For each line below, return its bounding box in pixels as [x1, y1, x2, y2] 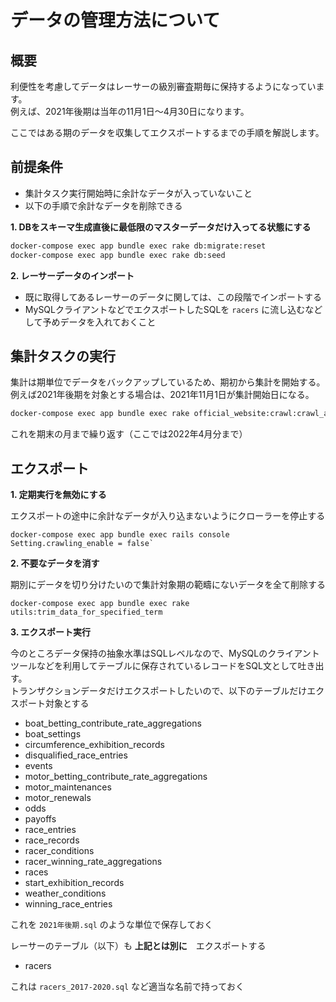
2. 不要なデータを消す [10, 557, 100, 570]
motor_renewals [24, 792, 92, 804]
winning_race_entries [24, 898, 113, 910]
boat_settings [24, 728, 82, 740]
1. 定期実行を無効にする [10, 489, 107, 501]
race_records [24, 834, 80, 846]
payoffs [24, 813, 57, 825]
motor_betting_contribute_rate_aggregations [24, 771, 208, 783]
